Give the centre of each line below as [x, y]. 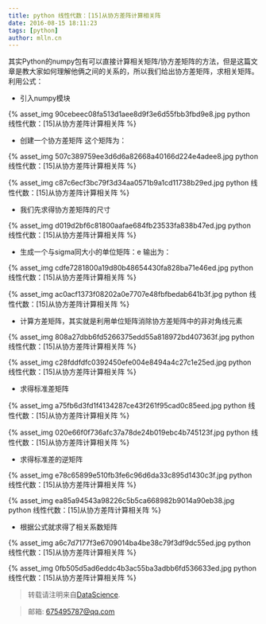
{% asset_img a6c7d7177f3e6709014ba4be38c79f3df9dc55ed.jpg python [130, 543]
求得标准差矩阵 [44, 389]
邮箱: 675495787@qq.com [71, 612]
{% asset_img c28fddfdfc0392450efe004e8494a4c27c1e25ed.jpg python [130, 362]
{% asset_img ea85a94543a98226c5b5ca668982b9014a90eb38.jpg [121, 501]
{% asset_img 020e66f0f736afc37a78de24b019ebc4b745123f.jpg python [129, 433]
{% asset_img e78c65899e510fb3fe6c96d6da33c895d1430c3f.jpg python [130, 475]
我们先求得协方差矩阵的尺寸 [65, 210]
